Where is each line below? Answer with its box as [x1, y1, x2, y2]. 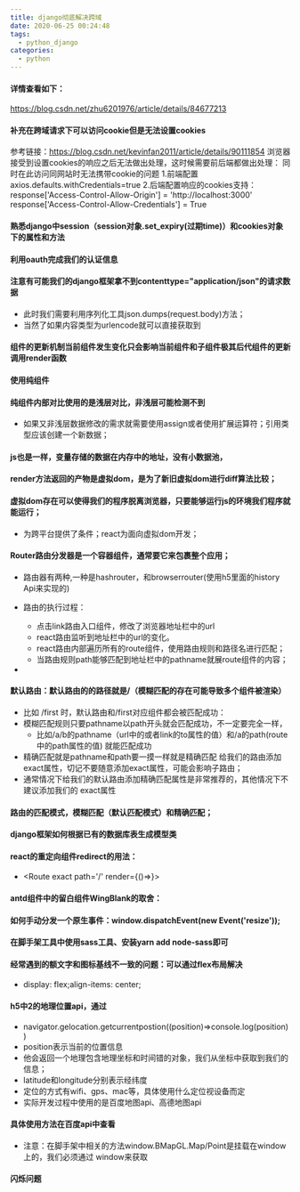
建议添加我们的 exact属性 [22, 784, 117, 795]
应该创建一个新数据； [30, 429, 109, 441]
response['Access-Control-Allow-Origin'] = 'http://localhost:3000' [10, 190, 253, 200]
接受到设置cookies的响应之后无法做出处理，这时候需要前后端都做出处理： [10, 158, 281, 168]
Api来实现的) [22, 582, 70, 593]
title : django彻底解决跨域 [10, 12, 102, 22]
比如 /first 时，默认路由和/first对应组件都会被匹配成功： [22, 707, 226, 718]
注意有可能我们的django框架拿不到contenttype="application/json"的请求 [10, 276, 283, 287]
